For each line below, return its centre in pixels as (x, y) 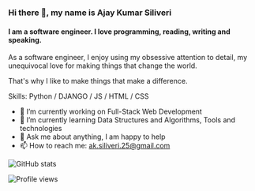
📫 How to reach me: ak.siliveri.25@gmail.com (95, 146)
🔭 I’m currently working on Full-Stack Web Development (111, 112)
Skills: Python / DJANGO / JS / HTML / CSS (79, 96)
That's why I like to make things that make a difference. (98, 81)
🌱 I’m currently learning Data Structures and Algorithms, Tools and (127, 120)
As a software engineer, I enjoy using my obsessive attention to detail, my (128, 58)
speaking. (25, 39)
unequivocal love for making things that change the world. (103, 66)
